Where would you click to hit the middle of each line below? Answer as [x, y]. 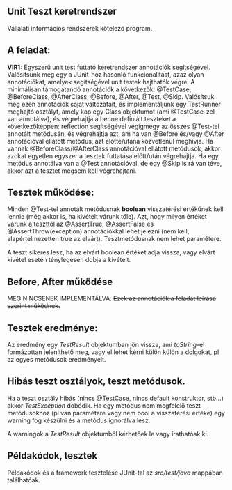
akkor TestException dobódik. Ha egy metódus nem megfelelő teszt [104, 405]
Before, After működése [60, 282]
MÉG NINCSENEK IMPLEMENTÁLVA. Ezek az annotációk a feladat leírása [112, 298]
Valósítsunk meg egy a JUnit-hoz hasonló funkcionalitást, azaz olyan [106, 74]
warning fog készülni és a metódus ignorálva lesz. [79, 420]
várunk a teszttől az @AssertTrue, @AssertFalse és [81, 224]
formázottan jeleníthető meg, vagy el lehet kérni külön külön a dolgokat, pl [113, 352]
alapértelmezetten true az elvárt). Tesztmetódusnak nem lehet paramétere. [115, 239]
